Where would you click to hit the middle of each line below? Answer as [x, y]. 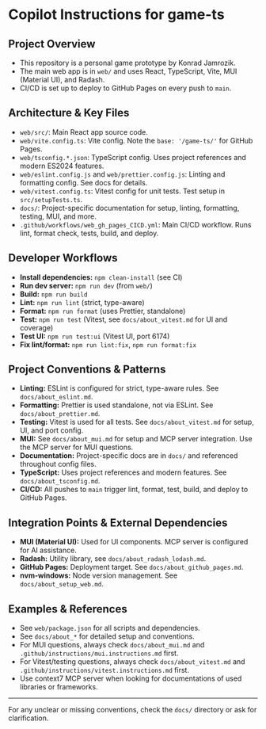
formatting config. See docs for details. [84, 182]
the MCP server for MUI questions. [76, 447]
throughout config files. [58, 464]
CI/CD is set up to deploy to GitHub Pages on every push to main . [125, 88]
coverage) [36, 327]
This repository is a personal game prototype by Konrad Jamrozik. [127, 63]
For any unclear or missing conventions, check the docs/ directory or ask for [133, 710]
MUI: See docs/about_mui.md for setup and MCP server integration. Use [136, 439]
